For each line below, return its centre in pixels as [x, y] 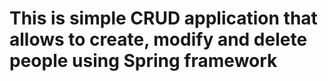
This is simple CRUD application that [163, 18]
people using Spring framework [143, 61]
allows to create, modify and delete [158, 39]
